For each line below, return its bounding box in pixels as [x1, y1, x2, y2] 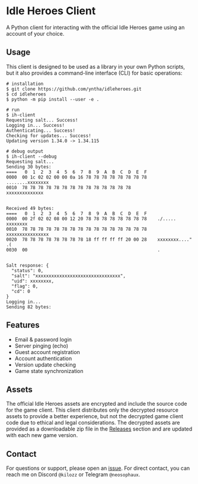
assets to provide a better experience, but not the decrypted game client [6, 413, 184, 420]
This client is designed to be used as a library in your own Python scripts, [6, 63, 186, 70]
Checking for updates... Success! [6, 132, 92, 139]
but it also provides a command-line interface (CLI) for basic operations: [6, 69, 183, 77]
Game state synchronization [14, 367, 84, 374]
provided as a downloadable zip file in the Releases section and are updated [6, 425, 193, 432]
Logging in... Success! [6, 122, 65, 128]
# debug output [6, 148, 44, 154]
